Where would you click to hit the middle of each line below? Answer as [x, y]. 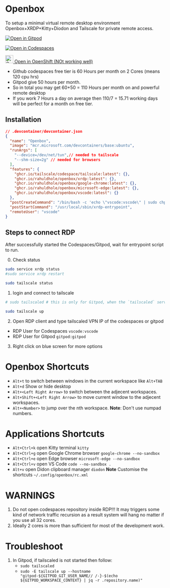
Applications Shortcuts [55, 434]
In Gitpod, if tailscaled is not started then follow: [62, 561]
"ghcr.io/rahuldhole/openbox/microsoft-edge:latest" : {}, [77, 188]
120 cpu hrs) [26, 76]
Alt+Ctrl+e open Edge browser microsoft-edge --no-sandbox [76, 459]
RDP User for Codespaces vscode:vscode [55, 331]
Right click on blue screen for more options [57, 346]
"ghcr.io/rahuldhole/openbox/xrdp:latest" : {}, [65, 179]
